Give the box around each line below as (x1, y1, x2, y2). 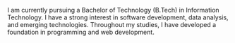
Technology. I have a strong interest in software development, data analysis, (7, 13, 229, 21)
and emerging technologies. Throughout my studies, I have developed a (7, 21, 217, 28)
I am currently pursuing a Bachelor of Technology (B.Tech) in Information (7, 6, 220, 14)
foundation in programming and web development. (7, 28, 155, 36)
